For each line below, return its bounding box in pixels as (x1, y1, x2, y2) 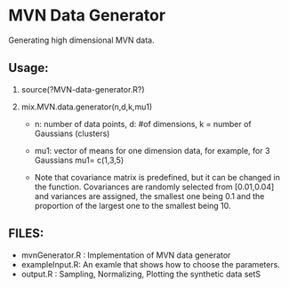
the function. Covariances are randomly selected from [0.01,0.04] (34, 181, 275, 192)
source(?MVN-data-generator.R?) (20, 84, 145, 94)
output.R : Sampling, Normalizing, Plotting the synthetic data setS (20, 268, 261, 279)
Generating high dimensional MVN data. (8, 35, 155, 45)
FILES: (8, 226, 44, 241)
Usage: (8, 60, 50, 76)
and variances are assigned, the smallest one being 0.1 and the (34, 190, 265, 201)
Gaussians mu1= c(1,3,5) (34, 155, 124, 165)
